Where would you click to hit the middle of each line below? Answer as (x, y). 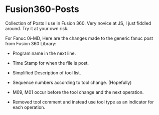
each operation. (29, 107)
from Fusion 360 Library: (31, 43)
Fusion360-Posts (42, 9)
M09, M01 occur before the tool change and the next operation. (78, 92)
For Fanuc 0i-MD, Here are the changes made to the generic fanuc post (79, 38)
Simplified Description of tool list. (47, 73)
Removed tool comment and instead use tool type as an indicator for (83, 102)
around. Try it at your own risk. (37, 28)
